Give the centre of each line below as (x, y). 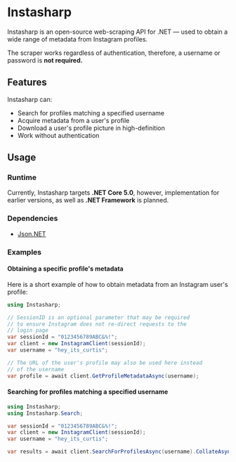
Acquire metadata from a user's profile (73, 120)
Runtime (22, 178)
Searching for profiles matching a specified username (88, 392)
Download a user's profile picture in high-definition (91, 128)
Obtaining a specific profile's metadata (66, 269)
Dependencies (33, 219)
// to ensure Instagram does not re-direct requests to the (97, 324)
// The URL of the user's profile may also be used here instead (105, 363)
